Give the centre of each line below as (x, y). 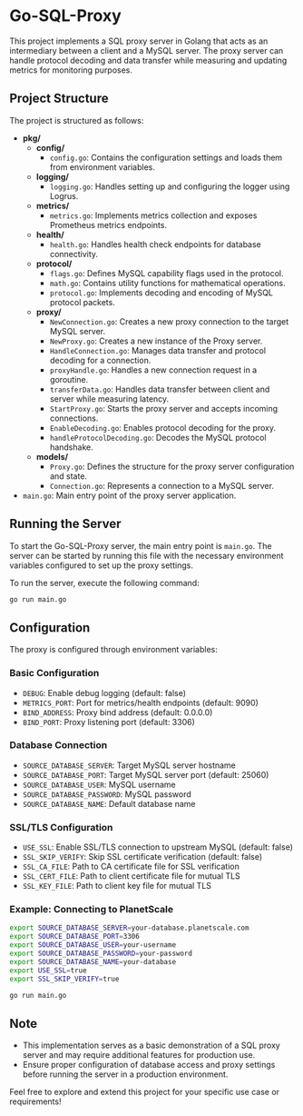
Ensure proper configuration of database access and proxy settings (149, 1065)
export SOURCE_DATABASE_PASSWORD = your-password (101, 954)
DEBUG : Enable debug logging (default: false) (104, 693)
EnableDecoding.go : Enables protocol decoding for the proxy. (163, 427)
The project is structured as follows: (77, 120)
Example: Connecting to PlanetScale (92, 910)
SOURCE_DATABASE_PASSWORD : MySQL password (107, 794)
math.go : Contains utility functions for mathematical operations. (167, 283)
